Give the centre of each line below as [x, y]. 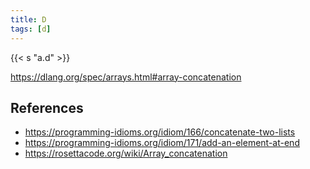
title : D [28, 19]
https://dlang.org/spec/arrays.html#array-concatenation [126, 77]
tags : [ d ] [31, 29]
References [47, 107]
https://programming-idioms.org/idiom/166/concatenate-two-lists [160, 132]
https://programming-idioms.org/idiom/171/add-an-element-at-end [162, 143]
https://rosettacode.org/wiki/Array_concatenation [126, 153]
